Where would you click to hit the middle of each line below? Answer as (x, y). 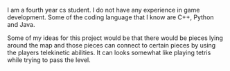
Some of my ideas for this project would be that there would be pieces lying (115, 38)
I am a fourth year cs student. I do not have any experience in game (104, 10)
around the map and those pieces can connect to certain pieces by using (112, 45)
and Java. (21, 24)
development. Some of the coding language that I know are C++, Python (110, 17)
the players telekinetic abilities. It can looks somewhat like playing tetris (109, 52)
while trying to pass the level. (49, 60)
